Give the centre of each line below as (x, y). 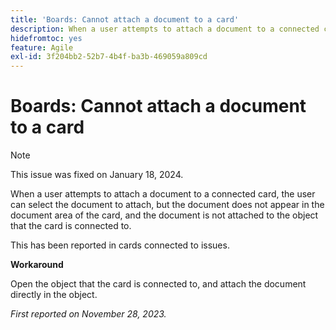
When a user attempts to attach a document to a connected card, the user (163, 194)
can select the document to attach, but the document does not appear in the (167, 205)
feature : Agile (42, 47)
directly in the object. (54, 295)
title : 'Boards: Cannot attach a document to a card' (125, 19)
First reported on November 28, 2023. (88, 314)
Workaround (37, 265)
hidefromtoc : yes (46, 38)
